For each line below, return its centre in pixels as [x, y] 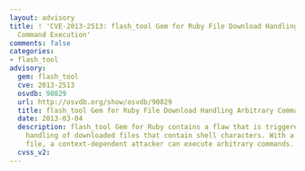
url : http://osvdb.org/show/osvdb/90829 [95, 102]
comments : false [40, 43]
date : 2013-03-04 [50, 119]
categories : [32, 52]
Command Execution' [54, 34]
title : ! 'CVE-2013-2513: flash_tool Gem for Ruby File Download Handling [154, 26]
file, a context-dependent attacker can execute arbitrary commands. [160, 144]
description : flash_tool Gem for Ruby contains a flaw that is [139, 128]
